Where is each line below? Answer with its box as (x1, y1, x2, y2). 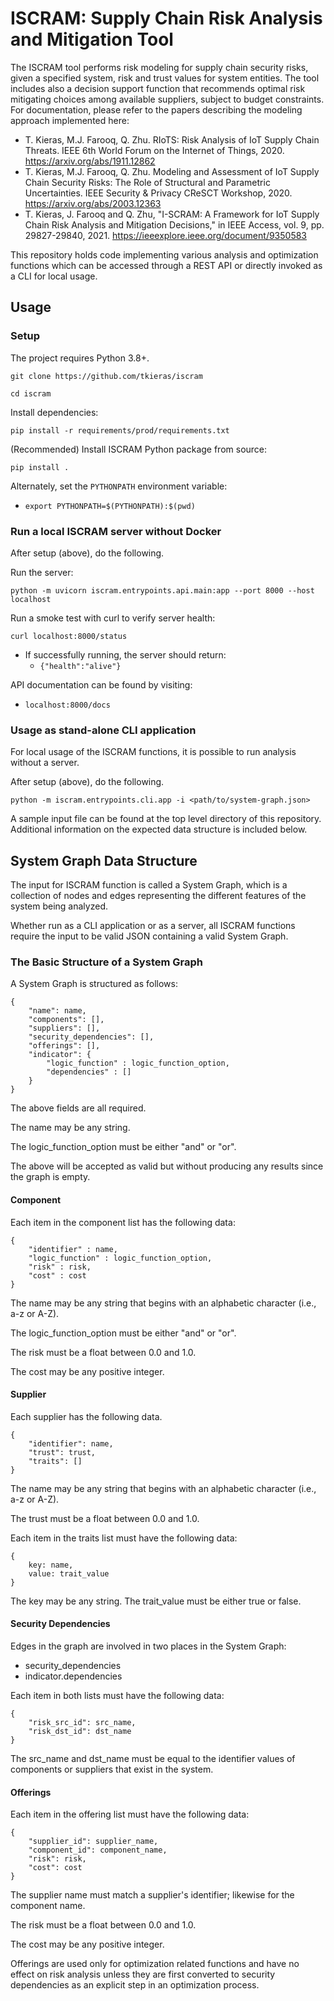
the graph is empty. (10, 1171, 91, 1183)
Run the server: (10, 566, 74, 578)
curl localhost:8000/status (10, 631, 128, 641)
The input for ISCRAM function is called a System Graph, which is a (10, 879, 288, 891)
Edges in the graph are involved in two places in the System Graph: (10, 1640, 287, 1652)
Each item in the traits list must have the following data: (10, 1532, 238, 1544)
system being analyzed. (10, 900, 108, 912)
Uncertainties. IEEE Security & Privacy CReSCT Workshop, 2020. (24, 187, 293, 199)
